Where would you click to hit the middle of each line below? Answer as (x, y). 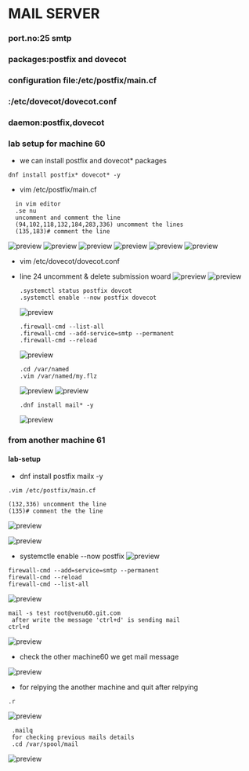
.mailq (22, 731)
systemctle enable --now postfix (72, 556)
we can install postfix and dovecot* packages (93, 161)
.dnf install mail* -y (56, 405)
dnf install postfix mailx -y (61, 477)
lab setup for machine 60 (57, 144)
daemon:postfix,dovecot (56, 122)
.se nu (26, 211)
